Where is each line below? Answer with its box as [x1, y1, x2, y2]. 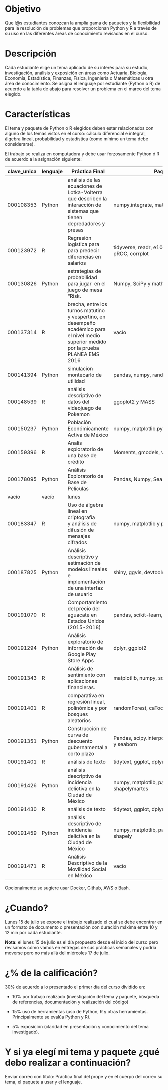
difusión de [67, 526, 94, 533]
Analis [67, 439, 82, 446]
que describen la [67, 195, 107, 202]
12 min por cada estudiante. [5, 929, 62, 935]
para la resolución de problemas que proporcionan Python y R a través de [5, 25, 157, 31]
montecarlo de [67, 371, 102, 378]
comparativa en [67, 692, 105, 699]
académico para [67, 326, 106, 333]
